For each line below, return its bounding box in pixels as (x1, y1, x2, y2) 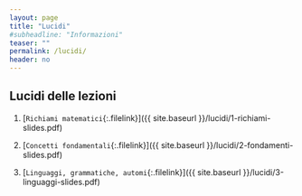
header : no (9, 55, 51, 64)
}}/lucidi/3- (242, 166, 285, 177)
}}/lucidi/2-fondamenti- (206, 139, 294, 150)
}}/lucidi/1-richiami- (198, 112, 271, 123)
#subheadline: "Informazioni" (9, 30, 124, 39)
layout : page (9, 13, 59, 23)
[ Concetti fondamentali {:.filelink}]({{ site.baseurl (22, 139, 205, 150)
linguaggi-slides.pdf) (22, 176, 101, 187)
